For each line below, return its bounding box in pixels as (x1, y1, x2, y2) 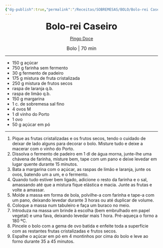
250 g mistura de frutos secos (12, 80, 73, 86)
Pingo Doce (69, 35, 94, 41)
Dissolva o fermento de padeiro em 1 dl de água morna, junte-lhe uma (12, 151, 152, 156)
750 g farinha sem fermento (12, 65, 68, 71)
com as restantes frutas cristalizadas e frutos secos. (12, 228, 117, 234)
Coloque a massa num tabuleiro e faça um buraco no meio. (12, 202, 130, 208)
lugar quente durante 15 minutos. (12, 161, 79, 167)
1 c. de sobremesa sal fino (12, 101, 65, 107)
